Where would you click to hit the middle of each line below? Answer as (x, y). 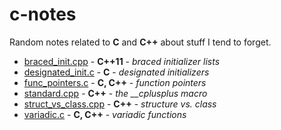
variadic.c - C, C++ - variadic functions (105, 114)
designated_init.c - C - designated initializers (116, 72)
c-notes (43, 14)
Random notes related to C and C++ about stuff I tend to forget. (140, 42)
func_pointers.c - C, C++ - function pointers (115, 82)
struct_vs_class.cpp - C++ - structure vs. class (120, 104)
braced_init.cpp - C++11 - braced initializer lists (122, 61)
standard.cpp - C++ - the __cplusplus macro (115, 93)
